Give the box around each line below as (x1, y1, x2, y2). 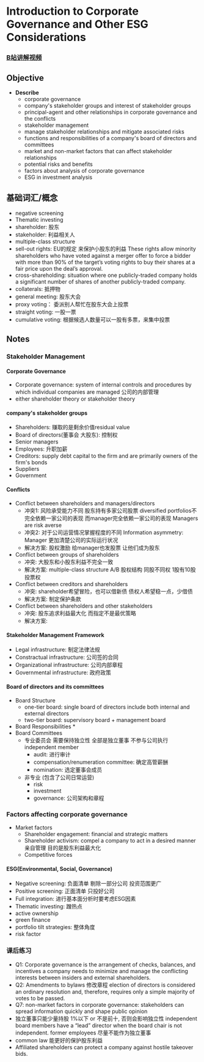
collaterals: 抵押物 (15, 285, 61, 292)
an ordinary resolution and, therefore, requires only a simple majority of (15, 988, 195, 995)
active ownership (15, 909, 59, 917)
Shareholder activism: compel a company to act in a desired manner (24, 837, 197, 845)
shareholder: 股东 (15, 223, 60, 230)
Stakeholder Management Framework (6, 631, 105, 639)
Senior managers (15, 438, 59, 445)
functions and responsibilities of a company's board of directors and (24, 134, 197, 141)
